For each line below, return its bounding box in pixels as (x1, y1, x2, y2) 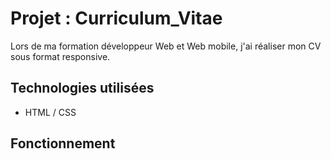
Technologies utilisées (10, 80, 155, 97)
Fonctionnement (10, 135, 116, 152)
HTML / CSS (24, 106, 77, 118)
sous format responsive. (10, 50, 111, 62)
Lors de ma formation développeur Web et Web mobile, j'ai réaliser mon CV (10, 40, 322, 52)
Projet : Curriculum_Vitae (10, 7, 223, 30)
